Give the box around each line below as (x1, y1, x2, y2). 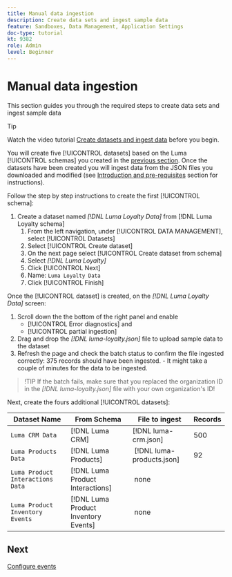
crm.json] (132, 435, 164, 444)
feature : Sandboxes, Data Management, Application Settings (7, 23, 184, 30)
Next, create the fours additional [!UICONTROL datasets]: (7, 398, 171, 406)
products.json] (132, 454, 180, 464)
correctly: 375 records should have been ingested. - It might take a (17, 357, 208, 365)
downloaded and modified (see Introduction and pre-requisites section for (7, 171, 218, 179)
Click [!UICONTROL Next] (27, 263, 101, 272)
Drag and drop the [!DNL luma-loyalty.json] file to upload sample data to (17, 334, 223, 343)
